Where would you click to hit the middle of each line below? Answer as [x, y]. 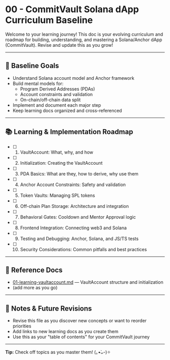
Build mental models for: [38, 83]
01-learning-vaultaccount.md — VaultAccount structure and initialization [88, 282]
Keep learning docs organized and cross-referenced [67, 110]
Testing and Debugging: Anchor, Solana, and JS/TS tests [79, 238]
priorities [22, 326]
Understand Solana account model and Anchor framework [73, 78]
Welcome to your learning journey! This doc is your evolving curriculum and [84, 34]
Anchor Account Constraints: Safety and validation [73, 185]
